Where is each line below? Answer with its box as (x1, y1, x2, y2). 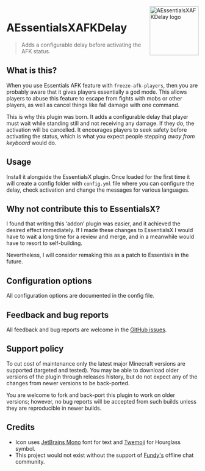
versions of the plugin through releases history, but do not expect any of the (6, 373, 198, 380)
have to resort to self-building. (6, 239, 82, 247)
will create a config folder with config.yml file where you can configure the (6, 179, 195, 187)
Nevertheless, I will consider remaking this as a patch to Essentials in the (6, 251, 189, 259)
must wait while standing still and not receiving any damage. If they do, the (6, 119, 195, 127)
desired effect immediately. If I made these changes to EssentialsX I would (6, 227, 193, 234)
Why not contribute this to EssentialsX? (6, 203, 160, 214)
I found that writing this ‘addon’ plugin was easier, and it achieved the (6, 220, 181, 227)
